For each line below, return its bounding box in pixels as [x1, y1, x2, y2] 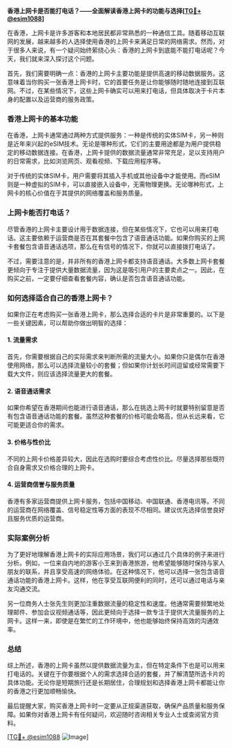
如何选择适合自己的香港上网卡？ [7, 293, 114, 303]
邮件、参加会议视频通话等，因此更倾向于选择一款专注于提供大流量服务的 [12, 608, 219, 616]
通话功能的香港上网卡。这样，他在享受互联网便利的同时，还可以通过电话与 [7, 576, 219, 584]
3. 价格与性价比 [7, 438, 51, 446]
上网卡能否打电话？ [7, 208, 71, 218]
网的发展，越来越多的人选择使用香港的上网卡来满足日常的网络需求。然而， [7, 37, 219, 46]
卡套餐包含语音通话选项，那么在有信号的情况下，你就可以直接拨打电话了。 [7, 242, 219, 251]
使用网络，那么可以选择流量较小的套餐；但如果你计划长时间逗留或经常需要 [7, 361, 219, 370]
